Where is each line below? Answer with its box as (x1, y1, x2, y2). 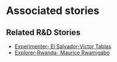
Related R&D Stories (6, 27, 81, 37)
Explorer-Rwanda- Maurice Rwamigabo (14, 49, 110, 56)
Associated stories (6, 4, 99, 18)
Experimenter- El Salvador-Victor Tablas (14, 43, 112, 50)
